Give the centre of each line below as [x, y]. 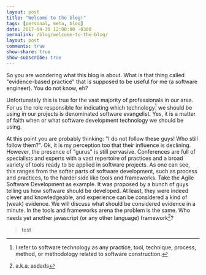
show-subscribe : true [34, 58]
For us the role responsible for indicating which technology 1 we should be [99, 107]
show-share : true [29, 52]
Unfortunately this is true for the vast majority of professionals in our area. [100, 100]
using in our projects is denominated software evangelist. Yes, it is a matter [101, 114]
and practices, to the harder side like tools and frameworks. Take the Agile [100, 178]
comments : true [26, 47]
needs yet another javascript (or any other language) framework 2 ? [90, 217]
